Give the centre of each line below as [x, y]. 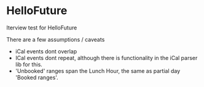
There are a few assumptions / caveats [56, 39]
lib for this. [29, 64]
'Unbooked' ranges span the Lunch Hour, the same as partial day [98, 70]
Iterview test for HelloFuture [42, 28]
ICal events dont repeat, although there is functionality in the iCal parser [106, 58]
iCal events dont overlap [46, 51]
